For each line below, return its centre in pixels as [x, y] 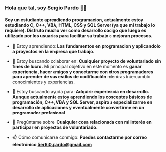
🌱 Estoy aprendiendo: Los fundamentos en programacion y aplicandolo [86, 46]
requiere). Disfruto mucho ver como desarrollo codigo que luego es [76, 30]
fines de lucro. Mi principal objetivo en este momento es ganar [77, 67]
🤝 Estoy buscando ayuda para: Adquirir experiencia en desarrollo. [81, 92]
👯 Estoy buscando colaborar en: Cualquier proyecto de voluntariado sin [86, 61]
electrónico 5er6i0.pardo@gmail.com [52, 145]
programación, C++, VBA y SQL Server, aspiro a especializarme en [82, 102]
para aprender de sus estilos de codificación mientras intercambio [81, 77]
